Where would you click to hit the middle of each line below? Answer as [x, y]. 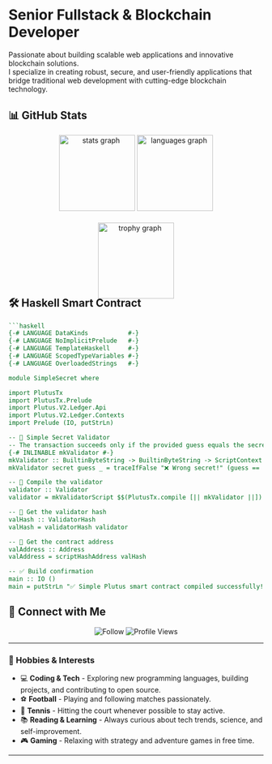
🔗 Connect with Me [57, 612]
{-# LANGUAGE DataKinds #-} [74, 333]
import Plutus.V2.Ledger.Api [57, 408]
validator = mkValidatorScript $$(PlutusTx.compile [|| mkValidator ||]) [136, 498]
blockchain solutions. [44, 63]
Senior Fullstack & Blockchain [110, 15]
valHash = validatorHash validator [68, 527]
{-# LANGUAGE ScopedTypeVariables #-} [74, 356]
